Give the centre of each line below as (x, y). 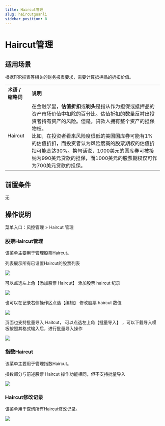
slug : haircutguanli (26, 14)
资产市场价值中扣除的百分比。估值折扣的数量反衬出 (91, 114)
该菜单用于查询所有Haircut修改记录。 (42, 409)
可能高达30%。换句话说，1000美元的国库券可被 (93, 151)
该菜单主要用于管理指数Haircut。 (38, 363)
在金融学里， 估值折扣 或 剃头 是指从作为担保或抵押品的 (93, 106)
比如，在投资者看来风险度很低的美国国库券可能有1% (92, 136)
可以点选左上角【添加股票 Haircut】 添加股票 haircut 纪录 (63, 283)
